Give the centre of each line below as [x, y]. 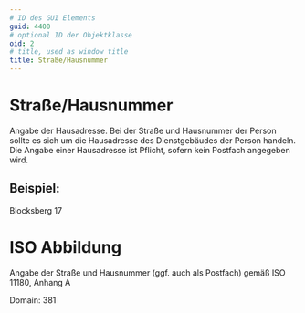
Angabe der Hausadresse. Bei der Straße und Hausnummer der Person [143, 130]
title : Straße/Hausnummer [58, 60]
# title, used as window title [69, 52]
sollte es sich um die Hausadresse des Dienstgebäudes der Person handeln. [153, 140]
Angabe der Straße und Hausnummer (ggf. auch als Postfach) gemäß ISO [147, 272]
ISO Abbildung [65, 247]
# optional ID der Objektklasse [71, 35]
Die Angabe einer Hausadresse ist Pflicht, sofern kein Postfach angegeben [150, 150]
